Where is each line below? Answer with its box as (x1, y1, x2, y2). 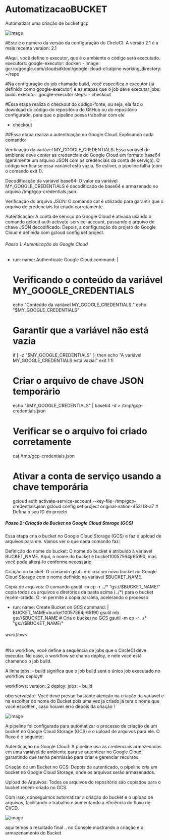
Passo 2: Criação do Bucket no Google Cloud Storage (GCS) (5, 520, 134, 526)
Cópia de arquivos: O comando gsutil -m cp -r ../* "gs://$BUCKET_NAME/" (5, 583, 160, 589)
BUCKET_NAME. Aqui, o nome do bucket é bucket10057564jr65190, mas (5, 553, 157, 559)
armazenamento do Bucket (5, 830, 62, 835)
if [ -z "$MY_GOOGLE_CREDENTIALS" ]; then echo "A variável (12, 352, 142, 358)
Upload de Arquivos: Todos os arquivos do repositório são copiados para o (5, 779, 161, 785)
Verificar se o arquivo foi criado (12, 426, 147, 437)
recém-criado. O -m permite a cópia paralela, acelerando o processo (5, 594, 149, 601)
